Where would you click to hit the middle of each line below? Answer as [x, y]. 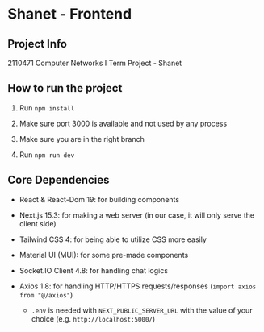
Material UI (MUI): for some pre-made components [104, 255]
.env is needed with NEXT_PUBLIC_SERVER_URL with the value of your [142, 310]
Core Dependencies [59, 180]
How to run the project [65, 88]
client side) [38, 223]
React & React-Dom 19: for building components [99, 199]
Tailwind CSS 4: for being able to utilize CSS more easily [113, 239]
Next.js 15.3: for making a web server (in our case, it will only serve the [137, 215]
